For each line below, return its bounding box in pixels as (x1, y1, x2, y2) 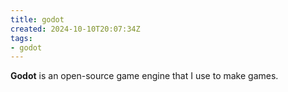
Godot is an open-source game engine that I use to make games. (10, 70, 279, 82)
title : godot (10, 14, 65, 25)
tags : (10, 33, 33, 43)
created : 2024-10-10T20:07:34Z (10, 24, 141, 34)
